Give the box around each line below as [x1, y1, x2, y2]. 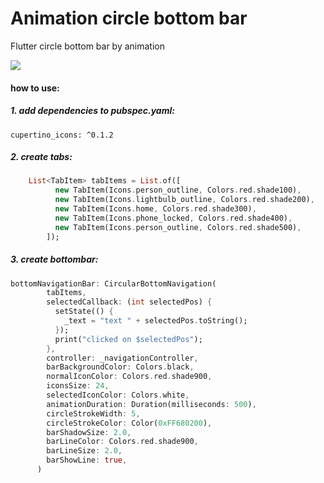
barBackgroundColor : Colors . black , [46, 362, 195, 372]
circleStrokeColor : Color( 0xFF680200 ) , [46, 418, 213, 428]
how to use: [10, 82, 60, 94]
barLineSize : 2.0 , [46, 446, 123, 456]
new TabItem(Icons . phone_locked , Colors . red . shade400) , [54, 213, 293, 223]
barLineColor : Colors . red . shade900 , [46, 437, 199, 447]
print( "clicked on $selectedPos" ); [54, 334, 203, 344]
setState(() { [54, 307, 114, 317]
